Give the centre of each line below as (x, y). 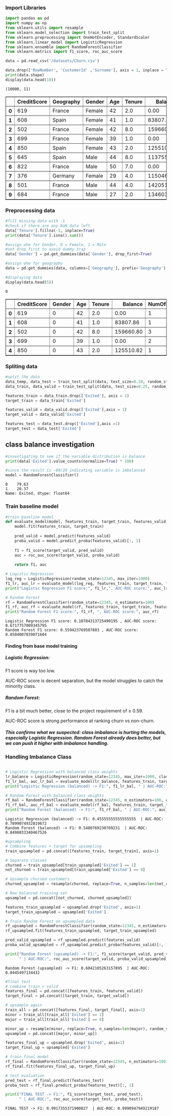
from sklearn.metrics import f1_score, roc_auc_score (64, 52)
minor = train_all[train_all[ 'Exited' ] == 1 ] (55, 1015)
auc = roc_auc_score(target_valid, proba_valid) (67, 555)
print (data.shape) (25, 75)
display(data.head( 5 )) (29, 282)
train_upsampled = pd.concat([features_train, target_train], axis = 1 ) (82, 851)
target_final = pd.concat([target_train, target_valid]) (67, 996)
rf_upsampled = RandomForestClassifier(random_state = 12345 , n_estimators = (87, 926)
